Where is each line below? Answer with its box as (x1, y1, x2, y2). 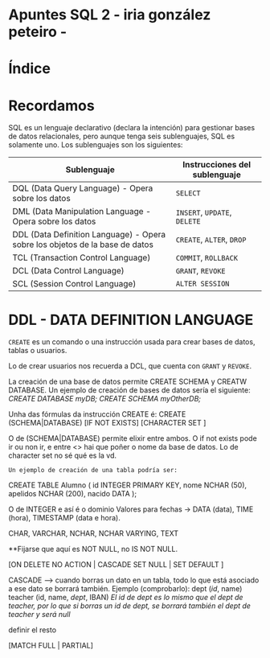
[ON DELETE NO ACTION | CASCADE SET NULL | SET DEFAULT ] (8, 560, 224, 570)
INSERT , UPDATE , (175, 207, 232, 218)
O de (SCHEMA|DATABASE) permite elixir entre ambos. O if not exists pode (8, 434, 257, 443)
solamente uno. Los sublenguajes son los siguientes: (8, 140, 183, 150)
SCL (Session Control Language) (12, 278, 137, 290)
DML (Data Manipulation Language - (12, 206, 151, 217)
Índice (8, 60, 51, 78)
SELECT (175, 189, 201, 198)
